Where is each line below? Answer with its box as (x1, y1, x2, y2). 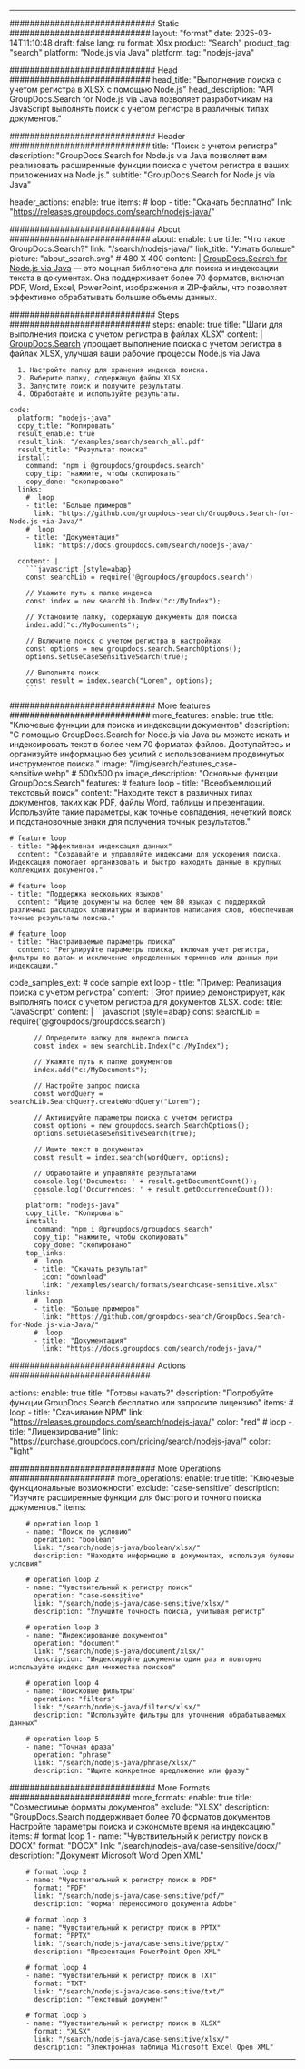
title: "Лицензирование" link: (9, 1426, 119, 1436)
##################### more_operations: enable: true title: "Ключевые (9, 1473, 295, 1484)
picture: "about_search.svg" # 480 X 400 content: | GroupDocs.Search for (9, 253, 288, 264)
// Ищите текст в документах (33, 1145, 144, 1154)
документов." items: (9, 1502, 87, 1512)
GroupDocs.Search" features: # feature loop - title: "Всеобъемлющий (9, 777, 272, 788)
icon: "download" (42, 1273, 107, 1282)
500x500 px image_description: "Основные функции (78, 768, 279, 778)
